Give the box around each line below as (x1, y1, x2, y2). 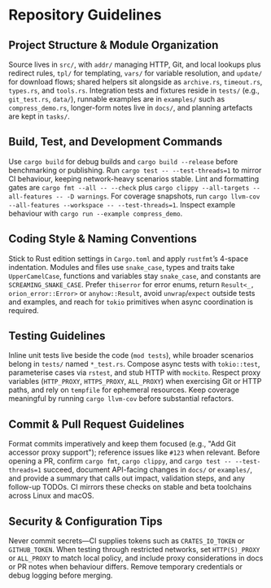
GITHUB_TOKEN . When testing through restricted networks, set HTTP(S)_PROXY (8, 545, 260, 555)
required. (8, 305, 39, 315)
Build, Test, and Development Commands (8, 135, 223, 149)
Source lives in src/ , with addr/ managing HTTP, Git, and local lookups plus (8, 59, 261, 69)
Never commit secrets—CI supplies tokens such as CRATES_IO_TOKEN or (8, 536, 245, 546)
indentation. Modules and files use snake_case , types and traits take (8, 262, 235, 272)
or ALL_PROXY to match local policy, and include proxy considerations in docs (8, 553, 264, 563)
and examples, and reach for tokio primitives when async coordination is (8, 297, 254, 307)
